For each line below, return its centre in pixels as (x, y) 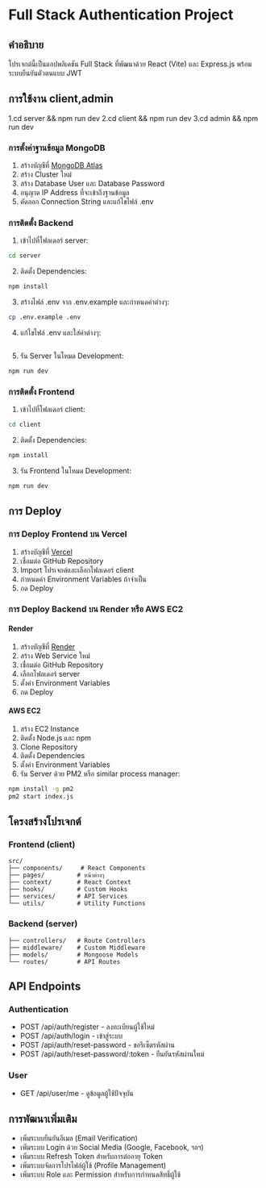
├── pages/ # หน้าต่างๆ (56, 875)
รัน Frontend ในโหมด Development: (75, 470)
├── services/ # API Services (68, 897)
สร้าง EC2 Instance (49, 728)
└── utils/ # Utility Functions (77, 904)
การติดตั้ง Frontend (42, 391)
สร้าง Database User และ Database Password (92, 184)
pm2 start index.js (41, 796)
